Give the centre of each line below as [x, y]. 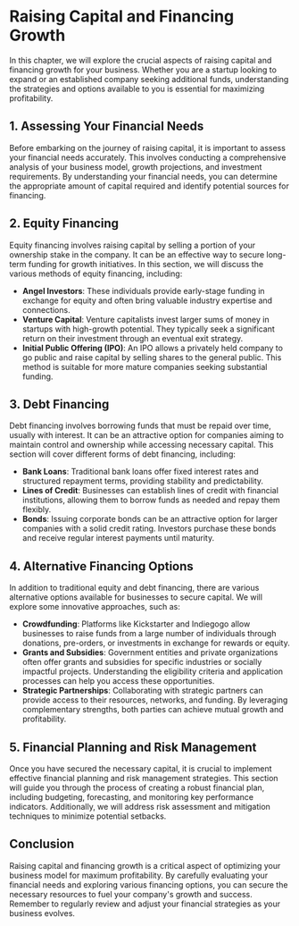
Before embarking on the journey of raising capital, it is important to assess [147, 147]
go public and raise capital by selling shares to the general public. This [152, 357]
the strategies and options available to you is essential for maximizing [137, 88]
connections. [46, 309]
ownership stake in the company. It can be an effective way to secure [137, 254]
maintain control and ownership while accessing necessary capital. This [141, 445]
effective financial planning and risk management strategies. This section [144, 778]
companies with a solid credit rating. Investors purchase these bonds [149, 528]
